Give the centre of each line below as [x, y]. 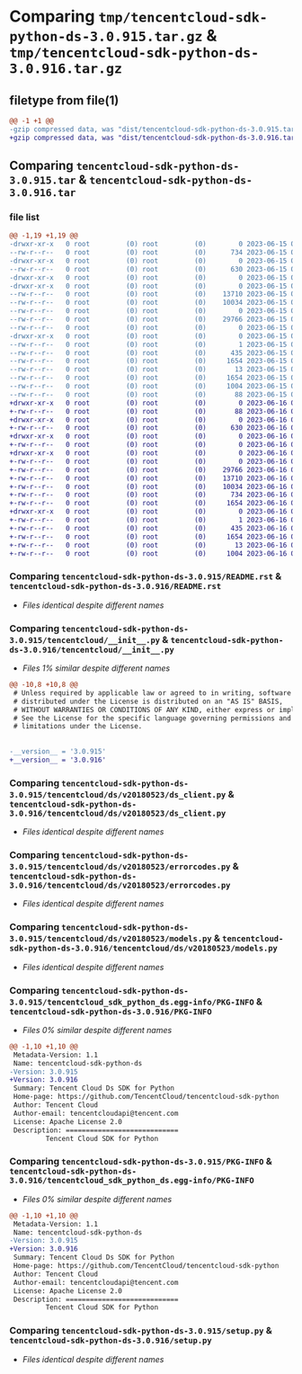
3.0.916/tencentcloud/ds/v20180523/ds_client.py [118, 813]
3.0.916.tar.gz [66, 69]
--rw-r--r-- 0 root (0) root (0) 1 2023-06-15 [148, 344]
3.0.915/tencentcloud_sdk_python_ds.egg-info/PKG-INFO [132, 1002]
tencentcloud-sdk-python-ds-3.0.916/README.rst [115, 587]
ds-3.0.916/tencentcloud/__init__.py [92, 650]
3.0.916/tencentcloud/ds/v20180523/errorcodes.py [120, 885]
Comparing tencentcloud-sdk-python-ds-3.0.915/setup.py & [141, 1331]
